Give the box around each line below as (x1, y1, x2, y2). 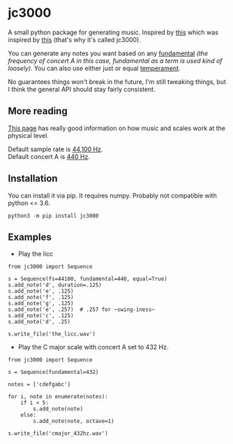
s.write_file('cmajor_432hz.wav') (8, 430, 109, 437)
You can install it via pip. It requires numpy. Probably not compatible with (8, 191, 217, 200)
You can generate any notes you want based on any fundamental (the (8, 49, 209, 57)
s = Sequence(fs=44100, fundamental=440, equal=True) (8, 275, 168, 283)
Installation (8, 173, 58, 185)
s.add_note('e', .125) (8, 288, 74, 295)
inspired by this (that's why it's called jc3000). (8, 35, 142, 43)
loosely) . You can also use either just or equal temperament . (8, 64, 181, 72)
